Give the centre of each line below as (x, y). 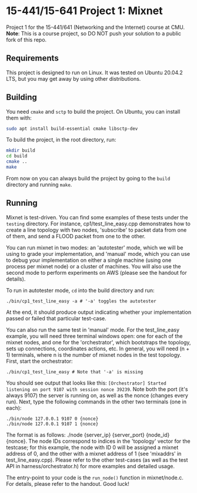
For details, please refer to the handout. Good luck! (68, 484)
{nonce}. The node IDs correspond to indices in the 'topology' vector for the (98, 441)
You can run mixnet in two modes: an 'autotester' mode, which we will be (95, 247)
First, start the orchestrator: (39, 361)
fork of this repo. (26, 40)
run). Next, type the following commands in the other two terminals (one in (96, 402)
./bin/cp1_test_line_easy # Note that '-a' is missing (75, 372)
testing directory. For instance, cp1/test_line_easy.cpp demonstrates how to (98, 224)
